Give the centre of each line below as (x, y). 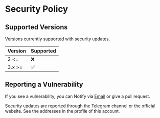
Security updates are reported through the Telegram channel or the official (80, 106)
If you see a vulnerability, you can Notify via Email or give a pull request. (78, 96)
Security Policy (37, 9)
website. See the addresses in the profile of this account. (63, 111)
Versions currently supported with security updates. (57, 39)
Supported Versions (36, 27)
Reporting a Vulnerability (44, 84)
